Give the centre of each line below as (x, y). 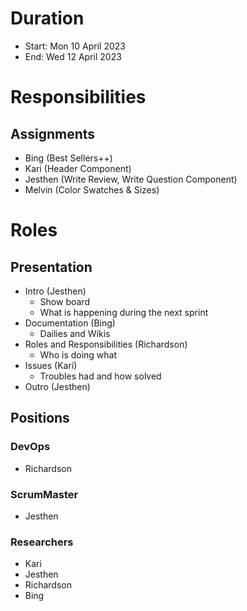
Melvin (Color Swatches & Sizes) (92, 189)
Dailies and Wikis (75, 333)
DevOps (30, 447)
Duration (47, 18)
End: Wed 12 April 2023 (73, 56)
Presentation (51, 267)
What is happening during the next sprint (124, 312)
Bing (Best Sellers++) (68, 158)
